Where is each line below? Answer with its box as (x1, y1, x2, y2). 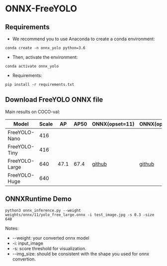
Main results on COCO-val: (5, 109, 61, 115)
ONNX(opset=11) (91, 120, 135, 127)
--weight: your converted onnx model (12, 235, 89, 241)
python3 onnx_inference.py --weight (5, 208, 81, 213)
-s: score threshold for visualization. (12, 245, 86, 251)
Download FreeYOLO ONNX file (5, 95, 103, 104)
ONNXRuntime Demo (5, 195, 72, 203)
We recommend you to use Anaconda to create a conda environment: (12, 36, 155, 42)
